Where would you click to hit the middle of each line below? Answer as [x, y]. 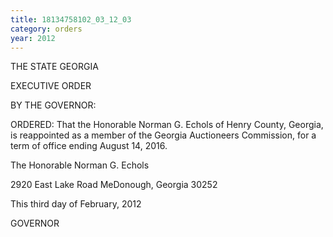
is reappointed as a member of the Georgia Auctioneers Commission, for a [163, 135]
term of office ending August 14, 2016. [89, 146]
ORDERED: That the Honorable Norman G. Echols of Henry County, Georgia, [167, 125]
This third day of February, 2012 [76, 204]
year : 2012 [33, 38]
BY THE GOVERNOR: [53, 105]
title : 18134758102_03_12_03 [71, 19]
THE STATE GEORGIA [54, 67]
